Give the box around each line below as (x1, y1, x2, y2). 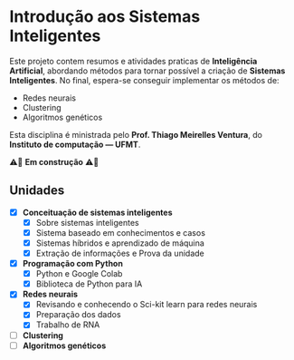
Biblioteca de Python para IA (35, 278, 143, 289)
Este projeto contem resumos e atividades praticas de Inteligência (9, 55, 258, 66)
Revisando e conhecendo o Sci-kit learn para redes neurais (35, 299, 258, 310)
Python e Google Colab (35, 268, 123, 279)
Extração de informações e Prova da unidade (35, 248, 205, 258)
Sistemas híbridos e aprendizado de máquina (35, 238, 205, 248)
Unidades (9, 183, 65, 199)
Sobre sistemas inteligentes (35, 217, 139, 228)
